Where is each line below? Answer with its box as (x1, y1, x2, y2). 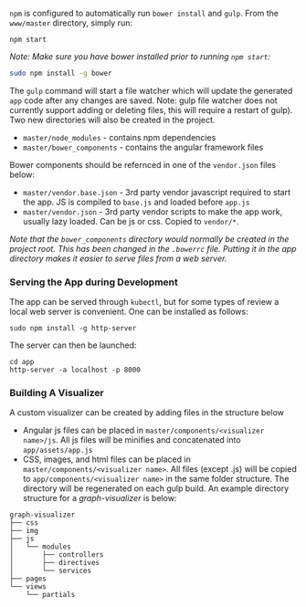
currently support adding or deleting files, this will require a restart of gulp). (9, 104, 293, 115)
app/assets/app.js (22, 446, 93, 455)
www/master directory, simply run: (9, 17, 132, 28)
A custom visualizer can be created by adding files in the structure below (9, 407, 285, 418)
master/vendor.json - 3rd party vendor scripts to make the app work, (22, 205, 283, 217)
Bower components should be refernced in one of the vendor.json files (9, 159, 277, 170)
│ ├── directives (9, 559, 100, 568)
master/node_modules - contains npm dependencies (22, 131, 216, 142)
